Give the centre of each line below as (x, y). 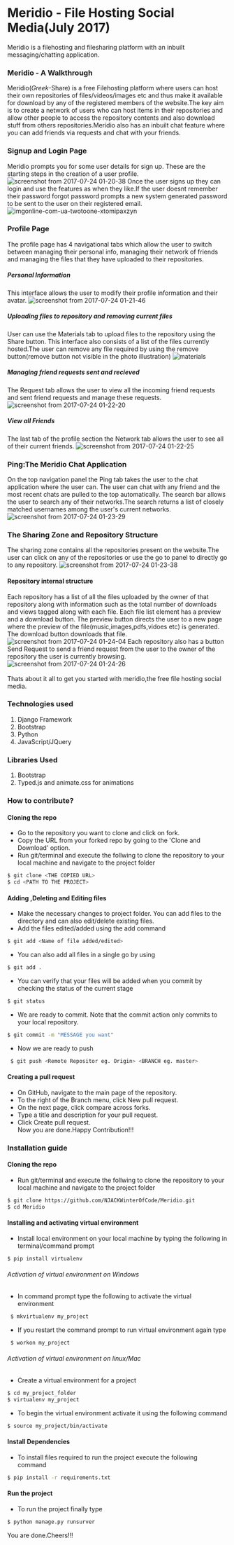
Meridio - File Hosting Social (91, 13)
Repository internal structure (50, 581)
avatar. (17, 300)
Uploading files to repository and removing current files (90, 316)
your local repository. (48, 1022)
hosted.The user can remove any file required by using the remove (103, 349)
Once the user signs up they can (174, 181)
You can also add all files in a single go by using (86, 955)
